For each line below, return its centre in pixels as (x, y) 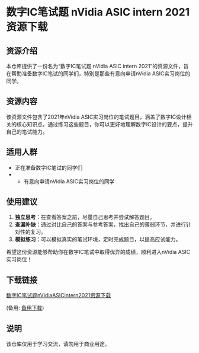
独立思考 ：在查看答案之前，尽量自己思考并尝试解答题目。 (85, 217)
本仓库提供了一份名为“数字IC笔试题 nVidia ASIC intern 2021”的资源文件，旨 (97, 66)
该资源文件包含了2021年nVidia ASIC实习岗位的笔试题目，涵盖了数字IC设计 (96, 117)
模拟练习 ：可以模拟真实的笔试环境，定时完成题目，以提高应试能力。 (98, 239)
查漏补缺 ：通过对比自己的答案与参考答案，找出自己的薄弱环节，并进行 (100, 225)
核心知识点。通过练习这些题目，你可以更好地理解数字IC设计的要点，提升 (105, 124)
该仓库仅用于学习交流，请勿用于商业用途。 (58, 344)
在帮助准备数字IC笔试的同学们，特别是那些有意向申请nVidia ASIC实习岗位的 (98, 74)
